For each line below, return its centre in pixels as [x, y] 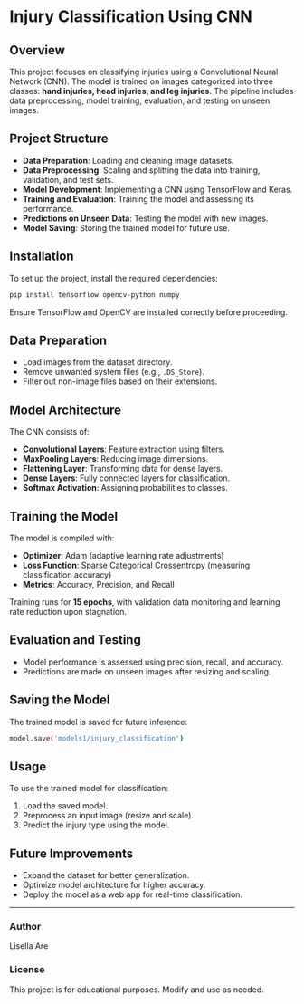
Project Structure [59, 139]
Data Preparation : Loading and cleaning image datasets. [128, 160]
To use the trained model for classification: [89, 789]
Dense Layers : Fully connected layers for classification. [126, 478]
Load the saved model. [65, 806]
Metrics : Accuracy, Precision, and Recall [98, 584]
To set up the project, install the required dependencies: [114, 278]
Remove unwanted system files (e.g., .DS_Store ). [114, 372]
